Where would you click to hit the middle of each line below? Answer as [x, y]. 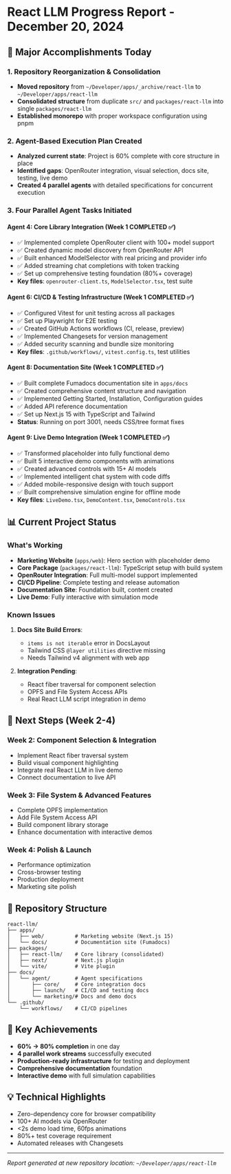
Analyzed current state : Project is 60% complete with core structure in [118, 156]
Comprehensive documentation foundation [79, 1068]
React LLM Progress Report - [91, 12]
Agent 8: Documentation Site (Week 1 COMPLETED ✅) [86, 367]
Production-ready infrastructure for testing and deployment [103, 1060]
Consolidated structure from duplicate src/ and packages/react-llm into [120, 101]
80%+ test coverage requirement [64, 1135]
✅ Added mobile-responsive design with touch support [95, 484]
